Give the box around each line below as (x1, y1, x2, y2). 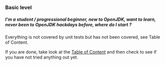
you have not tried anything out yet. (5, 54, 78, 60)
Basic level (5, 4, 32, 11)
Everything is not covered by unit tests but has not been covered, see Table (5, 34, 161, 40)
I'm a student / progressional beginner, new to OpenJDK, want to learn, (5, 16, 156, 22)
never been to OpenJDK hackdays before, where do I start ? (5, 21, 132, 27)
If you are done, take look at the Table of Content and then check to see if (5, 49, 157, 55)
